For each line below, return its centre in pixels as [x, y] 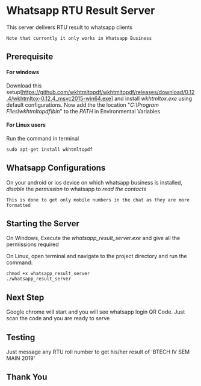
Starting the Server [43, 223]
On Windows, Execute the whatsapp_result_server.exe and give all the [93, 238]
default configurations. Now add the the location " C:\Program [83, 105]
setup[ [14, 92]
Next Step [25, 297]
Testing [21, 337]
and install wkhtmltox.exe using [153, 98]
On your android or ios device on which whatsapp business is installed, [94, 182]
